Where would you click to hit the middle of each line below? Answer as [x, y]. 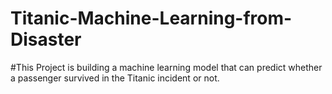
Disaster [46, 39]
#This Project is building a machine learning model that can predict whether [166, 67]
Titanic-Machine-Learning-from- [151, 18]
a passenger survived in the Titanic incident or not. [115, 78]
